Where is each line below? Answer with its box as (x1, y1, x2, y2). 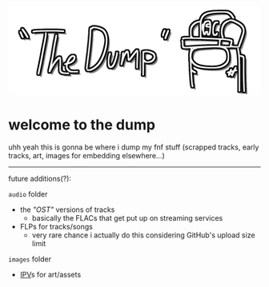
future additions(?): (8, 174, 72, 184)
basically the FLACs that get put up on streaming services (31, 213, 223, 223)
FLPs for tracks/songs (19, 222, 94, 232)
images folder (8, 254, 52, 264)
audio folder (8, 189, 48, 199)
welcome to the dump (8, 116, 156, 134)
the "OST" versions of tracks (19, 205, 115, 214)
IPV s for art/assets (19, 270, 82, 280)
